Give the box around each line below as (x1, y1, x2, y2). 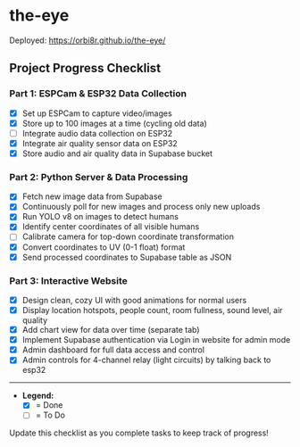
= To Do (35, 410, 65, 420)
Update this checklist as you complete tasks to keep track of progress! (9, 427, 270, 438)
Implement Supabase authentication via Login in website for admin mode (21, 335, 291, 345)
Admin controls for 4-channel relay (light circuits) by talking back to (21, 354, 271, 366)
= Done (35, 400, 63, 410)
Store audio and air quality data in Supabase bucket (21, 148, 212, 159)
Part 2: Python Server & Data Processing (9, 170, 188, 183)
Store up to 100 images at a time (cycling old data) (21, 118, 207, 128)
